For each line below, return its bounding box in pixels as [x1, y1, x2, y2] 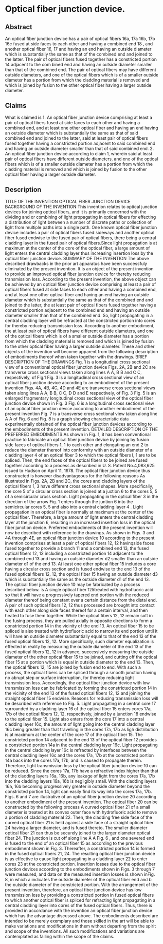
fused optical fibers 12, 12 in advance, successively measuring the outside [5, 649, 154, 655]
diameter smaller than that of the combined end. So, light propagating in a [5, 312, 153, 318]
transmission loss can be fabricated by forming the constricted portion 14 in [5, 685, 157, 691]
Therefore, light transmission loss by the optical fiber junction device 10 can [5, 762, 157, 768]
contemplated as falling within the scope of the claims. [5, 933, 114, 939]
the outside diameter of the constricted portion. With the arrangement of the [5, 882, 158, 887]
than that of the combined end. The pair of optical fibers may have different [5, 67, 157, 73]
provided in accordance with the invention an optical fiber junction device [5, 907, 152, 913]
